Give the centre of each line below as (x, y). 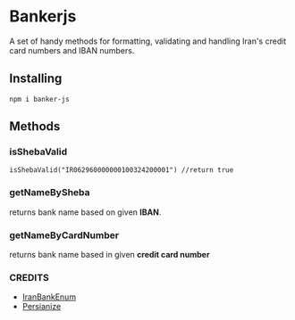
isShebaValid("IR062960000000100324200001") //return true (122, 170)
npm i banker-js (39, 99)
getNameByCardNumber (64, 235)
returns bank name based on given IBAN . (85, 212)
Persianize (42, 307)
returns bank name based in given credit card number (110, 255)
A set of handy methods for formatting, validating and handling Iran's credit (148, 41)
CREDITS (29, 277)
